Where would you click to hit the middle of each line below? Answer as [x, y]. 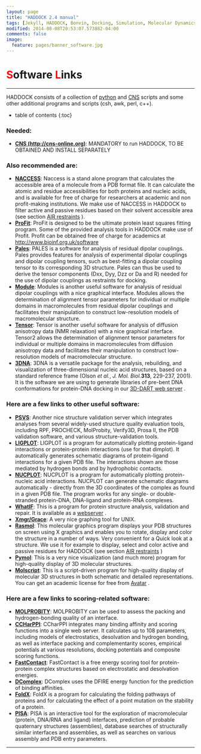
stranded [26, 500]
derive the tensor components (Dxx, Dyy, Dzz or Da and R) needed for [101, 274]
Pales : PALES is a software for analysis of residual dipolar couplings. [99, 249]
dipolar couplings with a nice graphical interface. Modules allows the [99, 293]
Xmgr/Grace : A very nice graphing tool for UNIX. [75, 519]
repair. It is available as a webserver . [60, 512]
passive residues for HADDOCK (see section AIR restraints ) [89, 551]
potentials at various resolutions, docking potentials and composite [98, 650]
